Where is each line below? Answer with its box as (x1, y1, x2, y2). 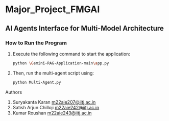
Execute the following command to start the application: (12, 51, 130, 57)
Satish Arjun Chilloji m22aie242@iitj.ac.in (12, 104, 100, 110)
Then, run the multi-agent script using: (12, 70, 94, 76)
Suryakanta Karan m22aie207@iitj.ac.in (12, 99, 96, 105)
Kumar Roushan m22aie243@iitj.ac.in (12, 110, 92, 116)
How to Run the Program (5, 39, 67, 46)
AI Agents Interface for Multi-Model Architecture (5, 24, 164, 33)
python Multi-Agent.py (12, 80, 61, 85)
